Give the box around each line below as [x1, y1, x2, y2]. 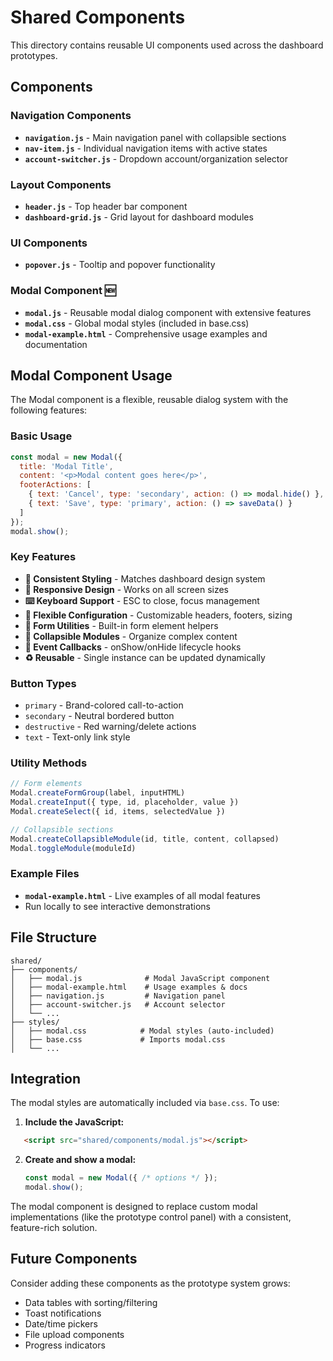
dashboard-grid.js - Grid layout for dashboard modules [24, 211, 254, 223]
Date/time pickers [24, 1317, 98, 1330]
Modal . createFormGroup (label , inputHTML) [10, 788, 186, 798]
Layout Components [10, 177, 112, 191]
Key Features [10, 550, 77, 564]
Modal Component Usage [10, 367, 173, 384]
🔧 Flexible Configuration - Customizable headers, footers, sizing [24, 609, 293, 621]
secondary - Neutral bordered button [24, 710, 175, 722]
